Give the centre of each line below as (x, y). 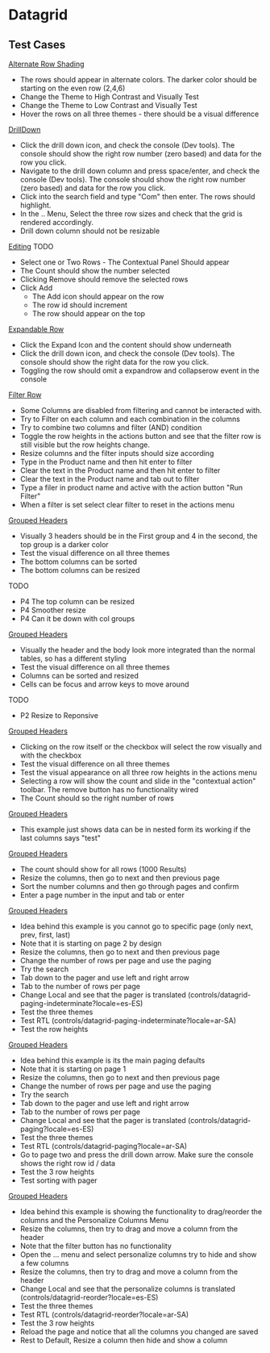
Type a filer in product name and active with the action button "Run (131, 487)
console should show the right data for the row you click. (114, 362)
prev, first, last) (45, 935)
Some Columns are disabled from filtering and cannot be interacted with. (141, 410)
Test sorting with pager (59, 1180)
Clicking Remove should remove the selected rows (104, 279)
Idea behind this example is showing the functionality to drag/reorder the (141, 1211)
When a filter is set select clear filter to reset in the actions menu (127, 505)
